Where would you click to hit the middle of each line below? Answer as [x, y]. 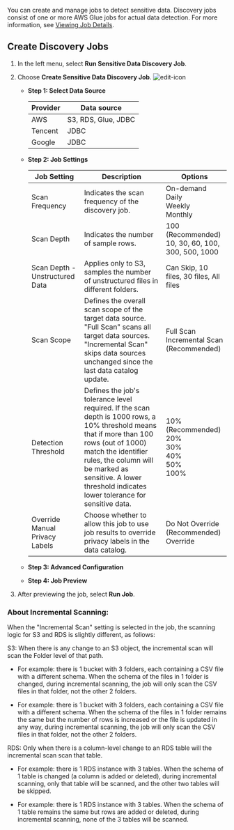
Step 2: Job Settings [58, 159]
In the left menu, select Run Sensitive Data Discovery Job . [102, 63]
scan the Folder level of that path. [55, 656]
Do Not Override [193, 523]
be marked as [106, 468]
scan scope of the [114, 309]
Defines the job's [112, 390]
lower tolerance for [115, 495]
